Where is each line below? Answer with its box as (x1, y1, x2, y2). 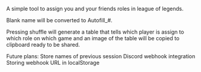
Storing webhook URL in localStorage (6, 59, 100, 66)
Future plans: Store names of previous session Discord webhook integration (6, 53, 196, 59)
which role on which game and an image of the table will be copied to (6, 35, 180, 41)
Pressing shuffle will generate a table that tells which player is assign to (6, 28, 185, 35)
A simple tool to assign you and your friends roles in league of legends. (6, 5, 184, 12)
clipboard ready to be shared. (6, 41, 81, 48)
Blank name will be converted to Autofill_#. (6, 17, 113, 23)
